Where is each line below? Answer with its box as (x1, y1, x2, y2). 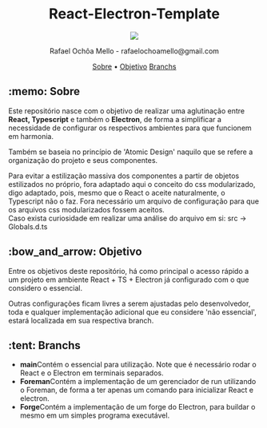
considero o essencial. (8, 283, 82, 292)
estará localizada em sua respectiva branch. (8, 315, 154, 325)
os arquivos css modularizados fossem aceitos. (8, 204, 165, 214)
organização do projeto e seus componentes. (8, 155, 158, 164)
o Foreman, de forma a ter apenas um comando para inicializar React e (19, 385, 254, 395)
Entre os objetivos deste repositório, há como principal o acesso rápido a (8, 266, 249, 275)
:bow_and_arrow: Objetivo (8, 245, 142, 259)
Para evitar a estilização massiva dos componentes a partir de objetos (8, 171, 240, 180)
